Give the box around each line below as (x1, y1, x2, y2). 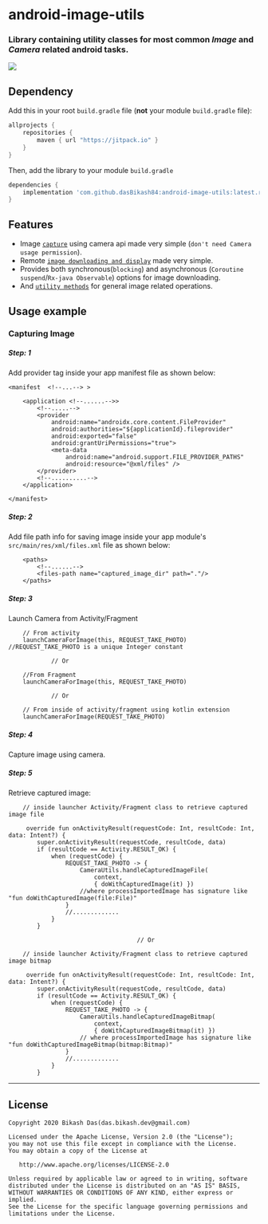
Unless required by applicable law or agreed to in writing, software (8, 1175, 248, 1183)
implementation (22, 188, 73, 196)
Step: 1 (8, 348, 32, 358)
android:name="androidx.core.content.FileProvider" (50, 419, 227, 427)
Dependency (8, 85, 73, 98)
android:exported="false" (50, 432, 137, 440)
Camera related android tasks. (8, 44, 129, 55)
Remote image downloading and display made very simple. (19, 256, 214, 266)
